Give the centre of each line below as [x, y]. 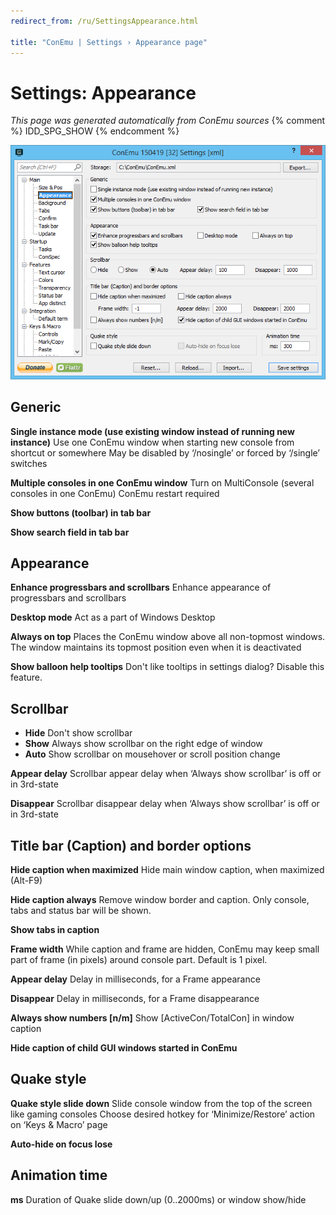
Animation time [59, 1175]
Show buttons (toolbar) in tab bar [81, 512]
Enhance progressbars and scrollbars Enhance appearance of [141, 587]
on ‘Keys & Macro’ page [59, 1124]
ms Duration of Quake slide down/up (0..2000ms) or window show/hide [158, 1199]
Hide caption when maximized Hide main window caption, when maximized [167, 870]
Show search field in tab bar [70, 532]
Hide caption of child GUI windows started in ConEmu [124, 1048]
